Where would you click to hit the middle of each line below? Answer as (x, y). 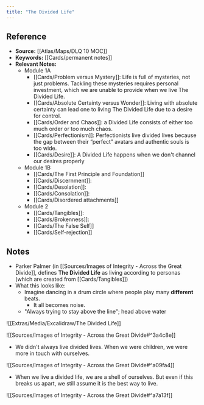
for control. (47, 116)
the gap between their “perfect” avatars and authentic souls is (111, 142)
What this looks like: (40, 286)
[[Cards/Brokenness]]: (61, 219)
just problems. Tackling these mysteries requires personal (106, 83)
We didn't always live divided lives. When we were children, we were (101, 347)
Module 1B (37, 167)
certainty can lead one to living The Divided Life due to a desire (113, 110)
